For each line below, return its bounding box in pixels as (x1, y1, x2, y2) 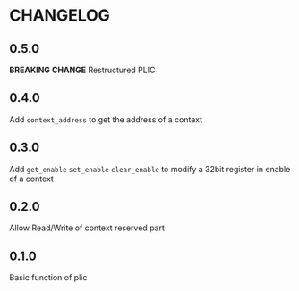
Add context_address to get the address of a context (9, 113, 203, 125)
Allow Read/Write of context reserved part (9, 222, 166, 233)
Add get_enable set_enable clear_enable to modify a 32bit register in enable (9, 163, 291, 174)
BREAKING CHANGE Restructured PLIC (9, 64, 156, 75)
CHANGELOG (9, 5, 110, 26)
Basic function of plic (9, 272, 88, 283)
